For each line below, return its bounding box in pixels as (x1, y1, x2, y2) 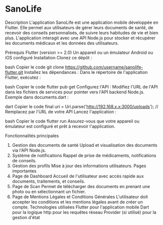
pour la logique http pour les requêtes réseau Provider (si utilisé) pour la (12, 209, 157, 215)
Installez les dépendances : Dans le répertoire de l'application (24, 69, 148, 75)
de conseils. (12, 157, 36, 163)
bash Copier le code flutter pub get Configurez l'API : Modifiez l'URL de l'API (5, 84, 158, 89)
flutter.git (5, 69, 23, 75)
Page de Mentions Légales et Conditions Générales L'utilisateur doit (12, 193, 148, 200)
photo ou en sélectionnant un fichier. (12, 189, 86, 194)
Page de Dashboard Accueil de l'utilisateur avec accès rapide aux (12, 173, 144, 179)
